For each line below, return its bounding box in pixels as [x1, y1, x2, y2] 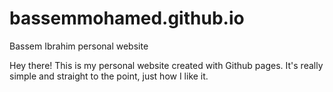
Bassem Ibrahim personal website [9, 40, 149, 52]
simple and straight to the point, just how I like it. [9, 70, 209, 82]
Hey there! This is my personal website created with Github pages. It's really [9, 59, 324, 71]
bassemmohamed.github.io [9, 7, 245, 30]
